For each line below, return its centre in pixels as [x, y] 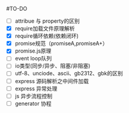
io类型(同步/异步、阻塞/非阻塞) [52, 66]
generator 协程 [33, 103]
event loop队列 [33, 59]
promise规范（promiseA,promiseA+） [61, 44]
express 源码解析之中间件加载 [52, 81]
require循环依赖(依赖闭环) [47, 36]
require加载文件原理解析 [45, 29]
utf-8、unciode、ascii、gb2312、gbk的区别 [69, 74]
